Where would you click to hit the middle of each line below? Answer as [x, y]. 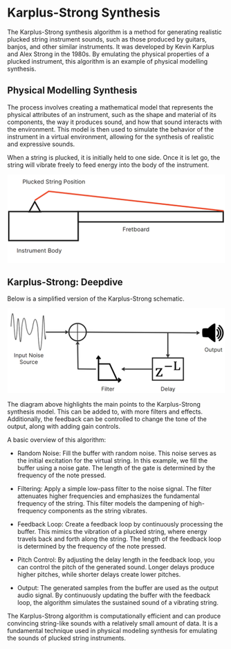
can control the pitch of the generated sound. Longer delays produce [115, 567]
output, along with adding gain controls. [64, 427]
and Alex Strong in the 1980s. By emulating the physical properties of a [108, 54]
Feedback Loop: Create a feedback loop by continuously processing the [120, 524]
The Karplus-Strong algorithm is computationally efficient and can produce [114, 616]
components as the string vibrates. [98, 511]
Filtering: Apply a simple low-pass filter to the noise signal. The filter [114, 489]
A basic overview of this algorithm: [57, 440]
